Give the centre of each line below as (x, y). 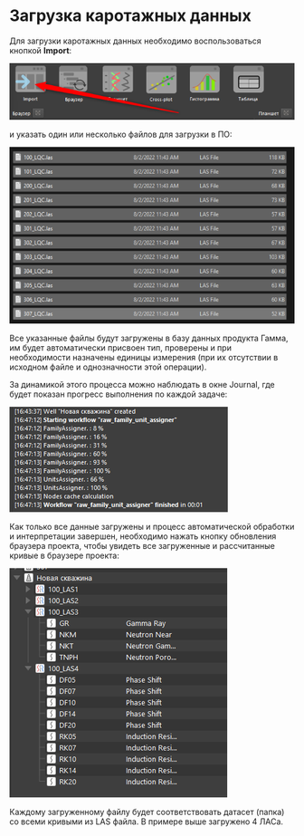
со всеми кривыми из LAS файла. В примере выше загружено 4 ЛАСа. (146, 822)
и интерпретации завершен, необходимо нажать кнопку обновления (143, 536)
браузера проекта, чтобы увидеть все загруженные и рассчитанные (142, 546)
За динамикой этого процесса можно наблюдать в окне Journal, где (142, 385)
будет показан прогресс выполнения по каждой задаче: (119, 394)
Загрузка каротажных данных (130, 16)
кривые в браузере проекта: (64, 556)
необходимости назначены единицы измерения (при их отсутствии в (144, 358)
